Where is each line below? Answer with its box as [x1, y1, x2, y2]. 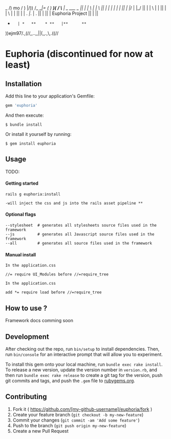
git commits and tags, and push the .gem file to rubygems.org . [5, 377, 136, 384]
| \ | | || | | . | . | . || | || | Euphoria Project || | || [5, 10, 99, 16]
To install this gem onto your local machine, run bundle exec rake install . [5, 361, 163, 367]
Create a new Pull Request [12, 428, 69, 434]
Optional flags [5, 211, 36, 217]
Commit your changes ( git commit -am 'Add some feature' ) [12, 417, 140, 423]
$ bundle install [5, 122, 42, 127]
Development [5, 332, 50, 341]
